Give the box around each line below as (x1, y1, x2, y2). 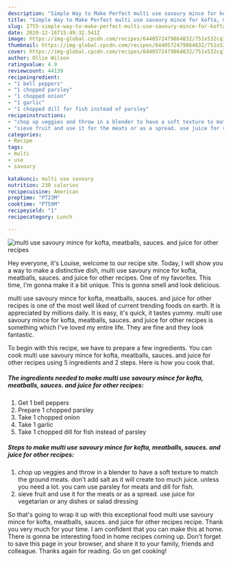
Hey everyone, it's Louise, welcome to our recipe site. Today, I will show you (8, 258, 223, 267)
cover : (8, 49, 27, 56)
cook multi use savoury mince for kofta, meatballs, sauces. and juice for (8, 351, 211, 359)
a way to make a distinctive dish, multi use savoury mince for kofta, (8, 266, 197, 274)
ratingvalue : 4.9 (8, 61, 58, 68)
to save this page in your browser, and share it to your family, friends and (8, 539, 215, 548)
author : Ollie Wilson (8, 55, 70, 62)
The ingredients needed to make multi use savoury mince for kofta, (8, 374, 204, 382)
